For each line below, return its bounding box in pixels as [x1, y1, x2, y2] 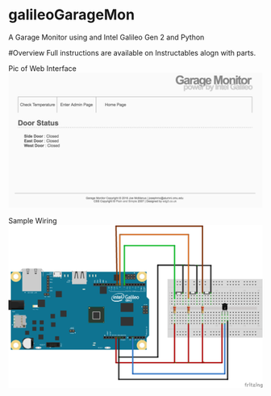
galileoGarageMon [8, 6, 135, 24]
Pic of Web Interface [8, 63, 77, 73]
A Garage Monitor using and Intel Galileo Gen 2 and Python [8, 32, 205, 42]
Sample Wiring [8, 215, 58, 225]
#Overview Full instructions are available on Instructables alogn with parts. [8, 48, 256, 57]
